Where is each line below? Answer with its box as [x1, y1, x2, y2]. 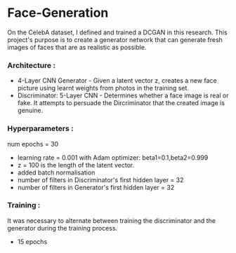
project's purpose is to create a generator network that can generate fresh [7, 35, 223, 43]
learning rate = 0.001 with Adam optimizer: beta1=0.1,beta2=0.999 [17, 153, 209, 162]
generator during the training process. [7, 224, 118, 232]
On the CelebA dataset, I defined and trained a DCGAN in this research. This [7, 28, 228, 36]
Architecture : [7, 60, 56, 70]
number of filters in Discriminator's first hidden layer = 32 [17, 175, 184, 184]
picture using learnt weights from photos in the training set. [17, 84, 190, 93]
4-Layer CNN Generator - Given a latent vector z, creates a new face [17, 76, 217, 85]
